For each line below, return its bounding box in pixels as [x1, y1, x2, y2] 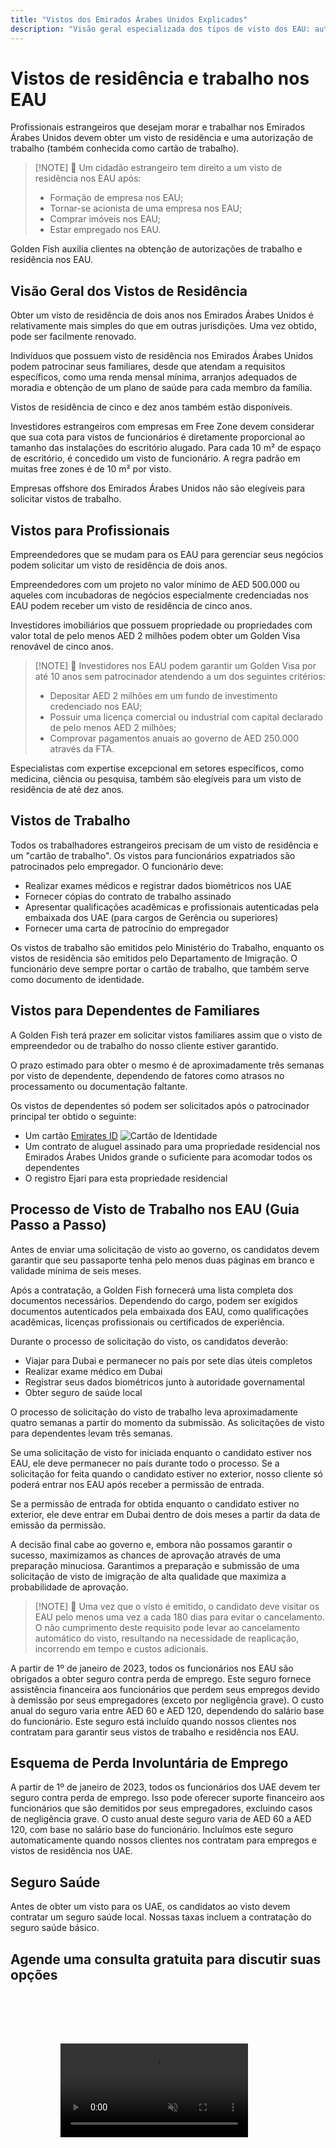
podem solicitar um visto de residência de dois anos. [10, 559, 228, 571]
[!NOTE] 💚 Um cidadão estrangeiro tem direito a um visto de [34, 162, 283, 174]
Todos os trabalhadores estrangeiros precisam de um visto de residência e [10, 839, 319, 851]
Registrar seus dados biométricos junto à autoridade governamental [24, 1376, 305, 1388]
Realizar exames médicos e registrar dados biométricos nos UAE [24, 879, 292, 891]
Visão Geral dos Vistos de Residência [10, 282, 248, 300]
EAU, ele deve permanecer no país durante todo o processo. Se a [10, 1457, 280, 1469]
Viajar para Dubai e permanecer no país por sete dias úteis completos [24, 1354, 313, 1366]
